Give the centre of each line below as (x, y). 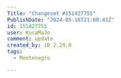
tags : (15, 52)
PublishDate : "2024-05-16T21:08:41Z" (61, 20)
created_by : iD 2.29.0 (39, 45)
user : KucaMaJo (29, 32)
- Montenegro (32, 58)
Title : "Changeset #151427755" (52, 13)
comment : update (30, 39)
